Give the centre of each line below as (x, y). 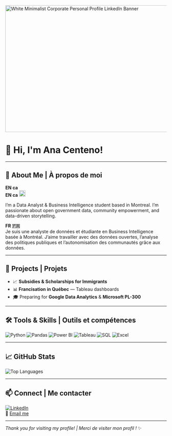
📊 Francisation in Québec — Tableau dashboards (66, 289)
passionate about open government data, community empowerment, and (82, 210)
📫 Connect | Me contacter (48, 393)
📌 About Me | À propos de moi (54, 175)
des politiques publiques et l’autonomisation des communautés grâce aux (83, 242)
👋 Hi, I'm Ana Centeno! (54, 150)
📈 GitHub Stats (30, 356)
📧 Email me (17, 413)
